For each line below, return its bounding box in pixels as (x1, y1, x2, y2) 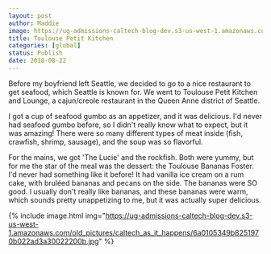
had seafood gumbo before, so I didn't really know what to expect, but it (8, 120, 248, 129)
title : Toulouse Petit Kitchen (8, 34, 114, 43)
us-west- (8, 219, 39, 229)
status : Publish (8, 49, 63, 57)
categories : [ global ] (8, 42, 81, 50)
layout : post (8, 11, 52, 20)
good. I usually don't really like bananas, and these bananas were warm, (8, 186, 248, 196)
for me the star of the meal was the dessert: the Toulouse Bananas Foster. (8, 161, 254, 170)
